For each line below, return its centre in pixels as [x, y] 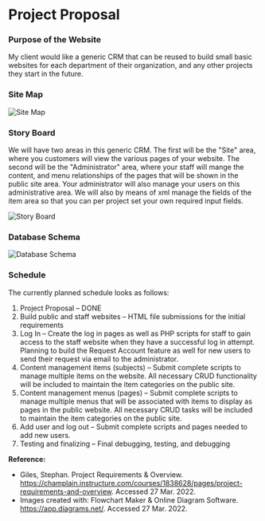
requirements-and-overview [66, 491]
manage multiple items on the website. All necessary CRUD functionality [138, 376]
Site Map [26, 95]
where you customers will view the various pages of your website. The [124, 159]
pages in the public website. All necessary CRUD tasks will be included [136, 409]
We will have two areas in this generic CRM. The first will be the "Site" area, [132, 150]
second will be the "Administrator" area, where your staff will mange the [126, 167]
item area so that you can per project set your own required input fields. [126, 201]
